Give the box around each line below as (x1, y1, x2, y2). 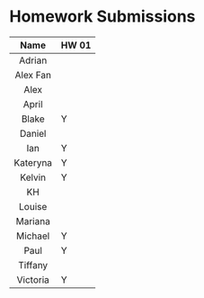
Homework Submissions (9, 6, 196, 27)
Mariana (15, 214, 51, 227)
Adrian (19, 54, 48, 67)
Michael (16, 230, 50, 242)
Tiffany (17, 258, 49, 271)
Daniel (19, 127, 47, 140)
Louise (19, 200, 48, 212)
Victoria (16, 273, 49, 285)
